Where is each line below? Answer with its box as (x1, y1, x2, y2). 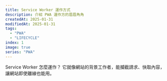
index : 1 (5, 40, 24, 45)
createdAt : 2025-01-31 (5, 17, 53, 22)
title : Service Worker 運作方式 (5, 7, 71, 13)
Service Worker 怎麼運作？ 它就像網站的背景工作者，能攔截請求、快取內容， (5, 64, 165, 70)
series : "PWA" (5, 49, 36, 54)
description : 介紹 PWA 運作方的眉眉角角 (5, 12, 84, 17)
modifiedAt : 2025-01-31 (5, 21, 56, 27)
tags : (5, 26, 17, 31)
